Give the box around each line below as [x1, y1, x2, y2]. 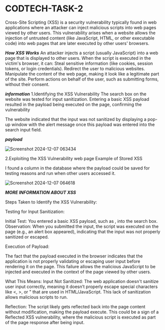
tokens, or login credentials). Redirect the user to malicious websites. [5, 65, 145, 72]
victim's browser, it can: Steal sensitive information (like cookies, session [5, 60, 153, 66]
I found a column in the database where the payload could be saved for [5, 165, 150, 171]
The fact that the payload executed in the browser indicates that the [5, 253, 143, 259]
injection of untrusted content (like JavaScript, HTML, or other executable [5, 35, 155, 41]
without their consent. [5, 81, 50, 87]
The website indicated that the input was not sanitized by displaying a [5, 116, 147, 122]
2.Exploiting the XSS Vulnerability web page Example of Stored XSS [5, 155, 143, 161]
